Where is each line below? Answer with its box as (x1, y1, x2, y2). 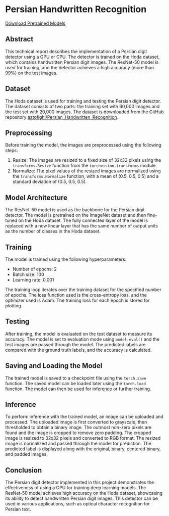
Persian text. (5, 506, 31, 512)
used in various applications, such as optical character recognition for (5, 501, 150, 507)
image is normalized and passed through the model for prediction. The (5, 441, 152, 447)
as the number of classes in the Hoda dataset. (5, 228, 101, 234)
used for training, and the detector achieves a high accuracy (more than (5, 64, 154, 70)
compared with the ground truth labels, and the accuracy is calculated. (5, 347, 152, 353)
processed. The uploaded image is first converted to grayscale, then (5, 419, 147, 425)
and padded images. (5, 451, 48, 457)
